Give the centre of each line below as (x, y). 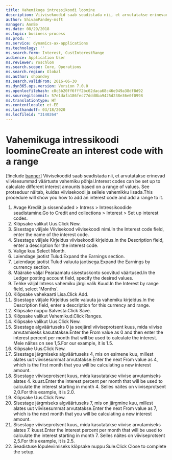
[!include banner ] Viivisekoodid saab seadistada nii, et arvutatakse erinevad (85, 176)
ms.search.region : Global (33, 72)
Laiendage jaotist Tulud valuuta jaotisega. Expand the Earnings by (82, 262)
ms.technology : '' (25, 48)
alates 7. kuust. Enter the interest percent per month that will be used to (88, 430)
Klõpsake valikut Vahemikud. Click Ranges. (58, 316)
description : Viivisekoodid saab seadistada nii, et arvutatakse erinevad (87, 15)
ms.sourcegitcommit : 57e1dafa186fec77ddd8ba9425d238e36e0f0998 (75, 96)
